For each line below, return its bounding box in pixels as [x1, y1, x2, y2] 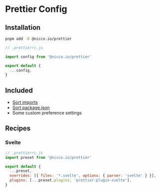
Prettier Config [5, 3, 68, 15]
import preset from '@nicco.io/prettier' [5, 155, 92, 160]
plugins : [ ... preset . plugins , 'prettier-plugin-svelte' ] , [9, 178, 132, 183]
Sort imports [12, 99, 38, 105]
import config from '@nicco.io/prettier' [5, 54, 92, 59]
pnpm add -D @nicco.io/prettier [5, 36, 72, 41]
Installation [5, 23, 41, 32]
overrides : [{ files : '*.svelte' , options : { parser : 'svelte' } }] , [9, 173, 156, 178]
